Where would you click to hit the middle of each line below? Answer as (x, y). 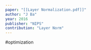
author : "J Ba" (21, 14)
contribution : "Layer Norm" (35, 28)
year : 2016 (17, 19)
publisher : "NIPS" (24, 24)
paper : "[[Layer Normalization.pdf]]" (46, 10)
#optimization (19, 42)
